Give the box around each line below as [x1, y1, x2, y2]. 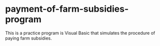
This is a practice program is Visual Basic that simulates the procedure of [5, 30, 156, 36]
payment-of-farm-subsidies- [5, 3, 129, 15]
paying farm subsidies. [5, 35, 52, 41]
